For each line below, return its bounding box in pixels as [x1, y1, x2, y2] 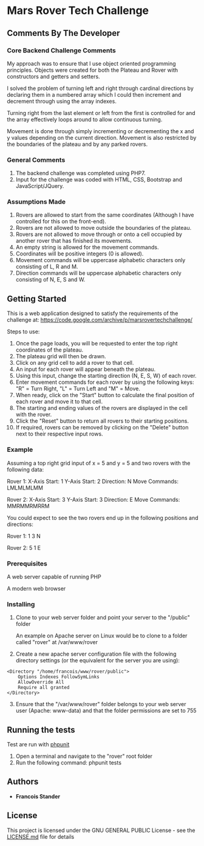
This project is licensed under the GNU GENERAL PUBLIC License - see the [7, 827, 195, 834]
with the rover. [15, 411, 52, 418]
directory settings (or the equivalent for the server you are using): [15, 657, 180, 664]
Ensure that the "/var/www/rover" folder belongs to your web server [15, 701, 187, 708]
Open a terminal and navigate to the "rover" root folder [15, 752, 153, 760]
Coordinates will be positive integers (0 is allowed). [15, 250, 144, 257]
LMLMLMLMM [7, 484, 43, 491]
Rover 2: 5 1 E [7, 544, 41, 551]
